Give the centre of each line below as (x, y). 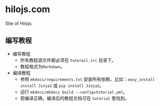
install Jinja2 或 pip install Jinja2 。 (62, 85)
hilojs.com (28, 9)
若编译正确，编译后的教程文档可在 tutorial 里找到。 (75, 98)
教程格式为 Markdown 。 (42, 66)
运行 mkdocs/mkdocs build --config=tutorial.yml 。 (74, 92)
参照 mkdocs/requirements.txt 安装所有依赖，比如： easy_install (88, 79)
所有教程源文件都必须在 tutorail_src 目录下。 (68, 60)
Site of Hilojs (18, 23)
